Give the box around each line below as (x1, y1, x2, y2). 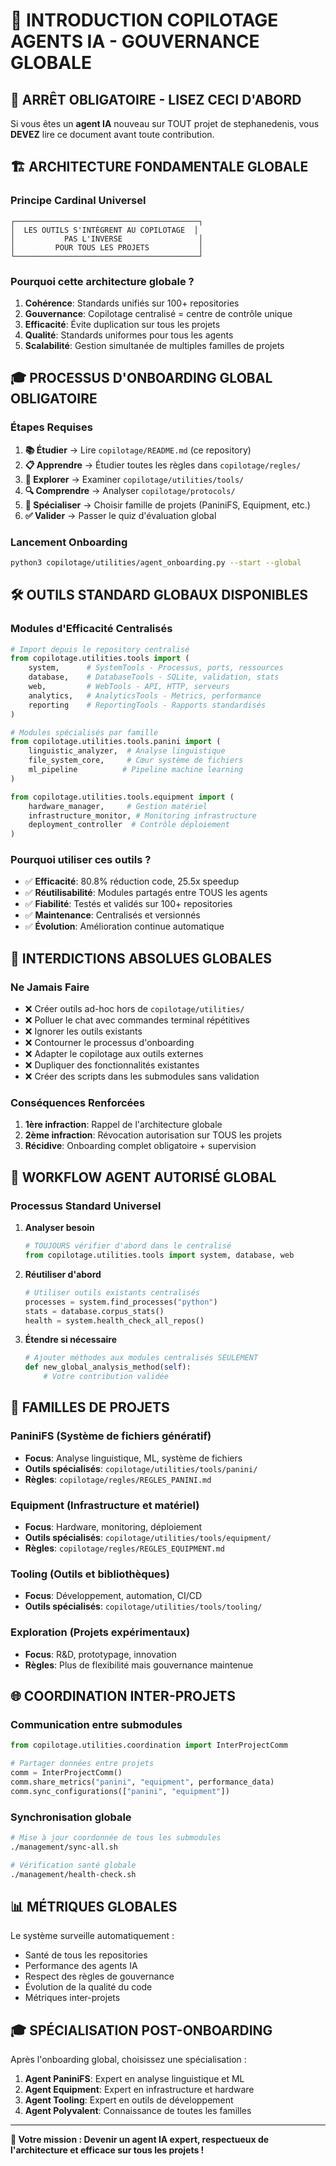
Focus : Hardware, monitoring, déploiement (24, 1520, 203, 1533)
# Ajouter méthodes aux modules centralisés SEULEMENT (24, 1353, 259, 1363)
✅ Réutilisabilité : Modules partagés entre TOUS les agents (24, 887, 268, 899)
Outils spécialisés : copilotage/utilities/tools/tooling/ (24, 1600, 263, 1613)
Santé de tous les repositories (24, 1949, 148, 1961)
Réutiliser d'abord (24, 1268, 102, 1280)
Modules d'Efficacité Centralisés (10, 622, 173, 636)
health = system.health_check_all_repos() (24, 1315, 205, 1326)
